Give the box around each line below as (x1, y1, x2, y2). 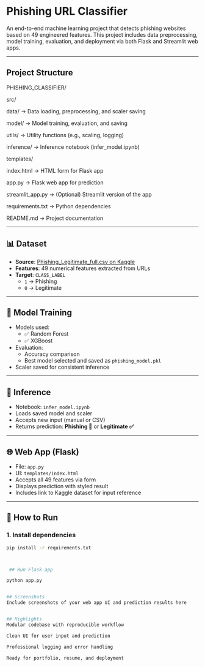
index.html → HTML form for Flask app (6, 167, 104, 174)
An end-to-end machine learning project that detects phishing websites (6, 24, 186, 32)
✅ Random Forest (24, 330, 69, 337)
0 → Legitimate (24, 284, 62, 292)
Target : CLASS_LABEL (15, 271, 66, 278)
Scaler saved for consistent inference (15, 363, 110, 371)
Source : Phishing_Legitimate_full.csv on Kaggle (15, 258, 135, 265)
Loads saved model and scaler (15, 410, 93, 417)
